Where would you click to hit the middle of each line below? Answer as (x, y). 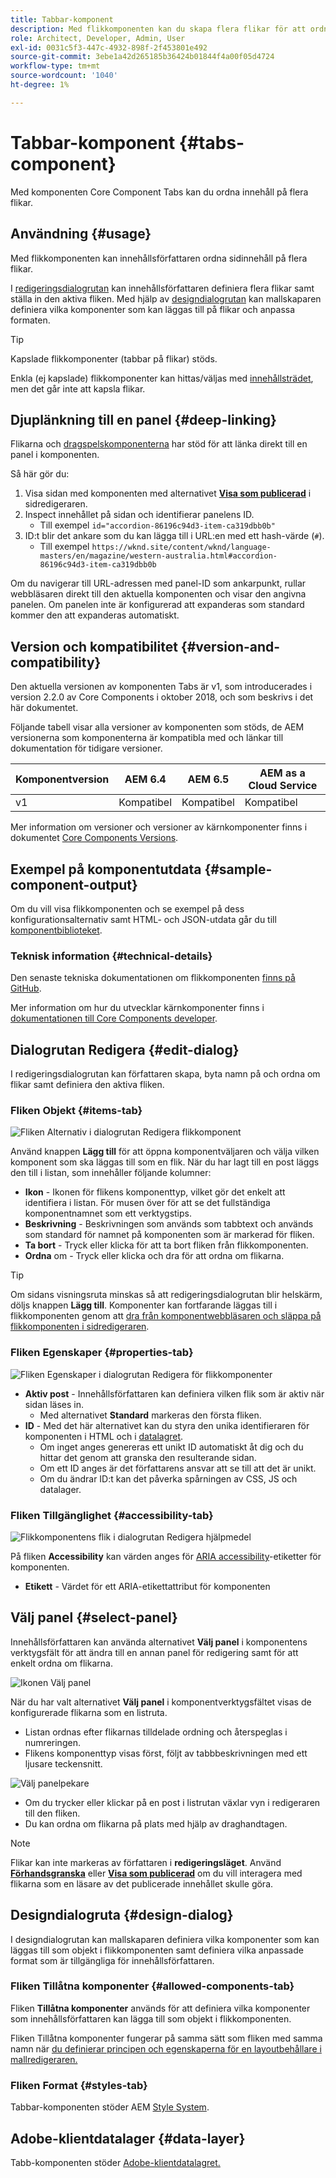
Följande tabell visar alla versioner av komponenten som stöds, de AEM (157, 727)
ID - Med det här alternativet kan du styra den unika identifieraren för (167, 1425)
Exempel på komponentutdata (106, 869)
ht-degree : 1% (40, 85)
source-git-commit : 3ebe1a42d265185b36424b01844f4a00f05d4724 (142, 57)
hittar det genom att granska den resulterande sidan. (148, 1457)
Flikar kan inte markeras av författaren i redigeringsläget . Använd (146, 1862)
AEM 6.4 (145, 779)
